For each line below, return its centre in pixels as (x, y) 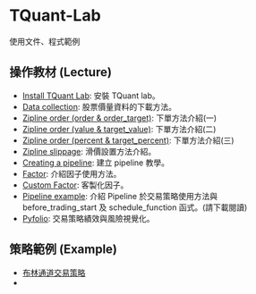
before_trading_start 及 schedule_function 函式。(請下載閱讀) (135, 207)
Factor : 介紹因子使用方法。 (72, 173)
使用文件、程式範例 (45, 41)
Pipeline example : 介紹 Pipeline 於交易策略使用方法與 (119, 196)
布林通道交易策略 (54, 273)
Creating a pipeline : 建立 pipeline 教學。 (96, 163)
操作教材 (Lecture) (60, 72)
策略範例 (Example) (64, 250)
